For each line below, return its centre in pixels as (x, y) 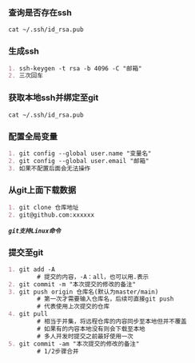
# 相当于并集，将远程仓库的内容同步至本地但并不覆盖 (112, 321)
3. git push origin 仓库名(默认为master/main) (84, 292)
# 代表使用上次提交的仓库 (74, 307)
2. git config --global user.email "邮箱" (79, 161)
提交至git (26, 252)
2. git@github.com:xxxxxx (51, 215)
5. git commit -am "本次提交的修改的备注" (74, 344)
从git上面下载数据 (42, 190)
